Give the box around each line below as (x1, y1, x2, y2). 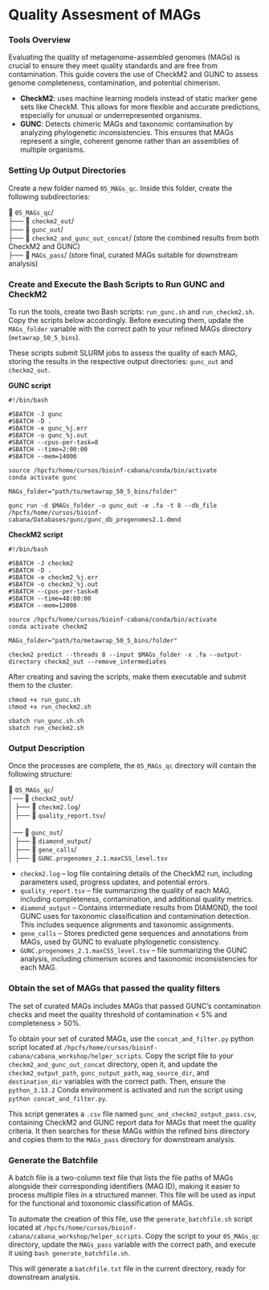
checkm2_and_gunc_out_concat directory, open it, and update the (8, 1059, 218, 1069)
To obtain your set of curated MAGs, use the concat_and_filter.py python (8, 1034, 255, 1043)
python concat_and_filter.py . (8, 1093, 108, 1103)
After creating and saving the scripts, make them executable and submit (8, 672, 247, 682)
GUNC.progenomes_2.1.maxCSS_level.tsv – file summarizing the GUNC (19, 945, 247, 955)
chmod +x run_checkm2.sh (8, 703, 92, 712)
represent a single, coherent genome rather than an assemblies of (19, 137, 239, 146)
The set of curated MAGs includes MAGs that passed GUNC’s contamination (8, 1001, 261, 1010)
